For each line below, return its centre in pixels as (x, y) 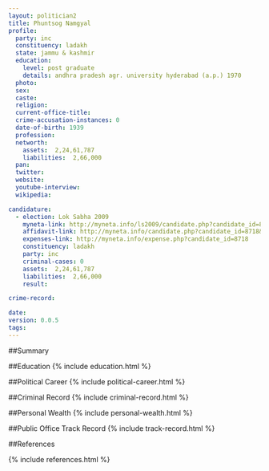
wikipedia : (34, 195)
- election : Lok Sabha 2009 (62, 217)
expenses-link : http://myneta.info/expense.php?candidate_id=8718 (136, 239)
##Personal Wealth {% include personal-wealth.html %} (101, 412)
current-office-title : (53, 113)
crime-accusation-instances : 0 (68, 120)
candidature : (30, 209)
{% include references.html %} (59, 459)
